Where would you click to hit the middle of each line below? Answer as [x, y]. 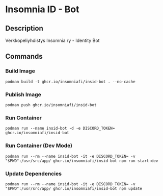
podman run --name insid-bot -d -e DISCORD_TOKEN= [60, 129]
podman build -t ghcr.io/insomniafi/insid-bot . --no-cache [71, 82]
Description [24, 28]
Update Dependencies [34, 174]
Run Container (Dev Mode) [39, 145]
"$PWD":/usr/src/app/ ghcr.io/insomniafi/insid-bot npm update [74, 188]
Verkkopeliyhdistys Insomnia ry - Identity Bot [52, 40]
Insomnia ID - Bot [42, 9]
